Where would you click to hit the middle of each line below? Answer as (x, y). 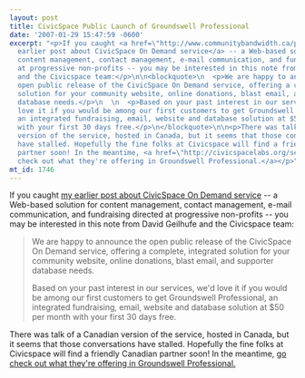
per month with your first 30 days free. (104, 317)
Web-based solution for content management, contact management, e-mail (151, 205)
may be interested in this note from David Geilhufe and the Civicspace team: (152, 224)
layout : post (34, 18)
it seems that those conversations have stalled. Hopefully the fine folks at (147, 344)
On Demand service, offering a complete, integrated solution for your (161, 251)
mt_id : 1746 (32, 170)
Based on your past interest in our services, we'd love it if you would (159, 288)
